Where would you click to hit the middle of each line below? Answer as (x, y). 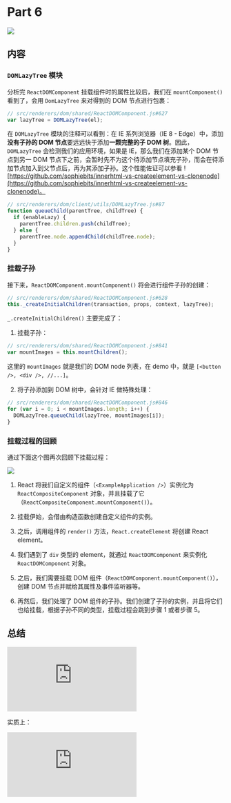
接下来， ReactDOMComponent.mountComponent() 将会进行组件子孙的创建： (109, 285)
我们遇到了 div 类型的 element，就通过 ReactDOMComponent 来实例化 (112, 554)
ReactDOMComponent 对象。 (53, 563)
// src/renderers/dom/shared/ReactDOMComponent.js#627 (88, 113)
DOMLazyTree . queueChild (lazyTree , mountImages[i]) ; (89, 415)
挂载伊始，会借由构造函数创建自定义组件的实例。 (87, 516)
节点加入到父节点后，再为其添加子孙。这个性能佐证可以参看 (98, 168)
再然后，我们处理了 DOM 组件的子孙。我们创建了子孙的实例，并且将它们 (120, 601)
